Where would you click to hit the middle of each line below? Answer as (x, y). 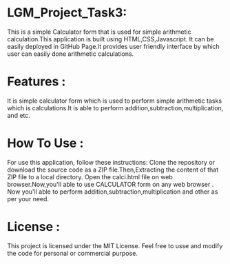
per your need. (28, 199)
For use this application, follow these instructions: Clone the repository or (111, 162)
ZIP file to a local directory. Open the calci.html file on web (90, 176)
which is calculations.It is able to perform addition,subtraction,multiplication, (115, 108)
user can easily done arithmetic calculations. (71, 54)
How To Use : (45, 143)
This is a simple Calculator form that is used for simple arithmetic (99, 32)
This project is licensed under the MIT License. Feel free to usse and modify (115, 245)
